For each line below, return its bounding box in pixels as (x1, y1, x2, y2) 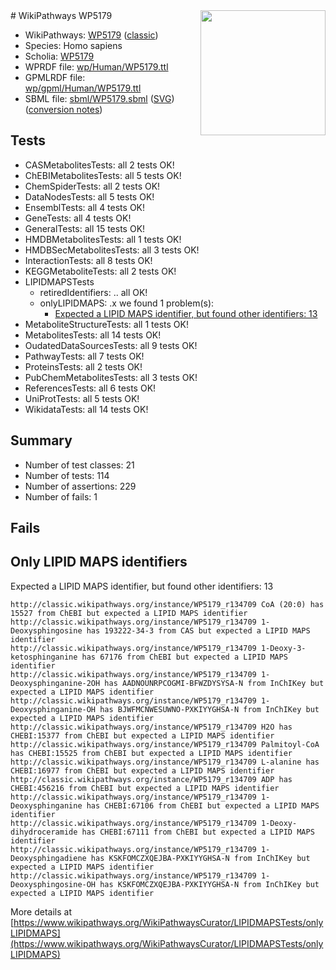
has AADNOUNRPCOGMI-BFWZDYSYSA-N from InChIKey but (104, 678, 325, 688)
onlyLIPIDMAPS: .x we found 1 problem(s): (39, 297, 215, 309)
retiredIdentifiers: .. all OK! (39, 286, 148, 298)
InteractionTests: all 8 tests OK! (24, 254, 153, 266)
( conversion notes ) (24, 104, 103, 115)
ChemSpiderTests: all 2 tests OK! (24, 180, 161, 192)
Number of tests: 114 (24, 469, 110, 481)
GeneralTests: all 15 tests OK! (24, 222, 146, 234)
